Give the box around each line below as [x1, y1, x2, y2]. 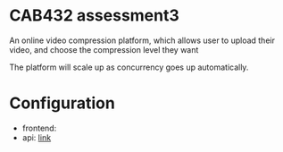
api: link [21, 131, 52, 143]
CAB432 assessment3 [9, 5, 180, 26]
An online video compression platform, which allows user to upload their [9, 35, 275, 46]
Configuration [9, 93, 116, 114]
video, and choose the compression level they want [9, 44, 199, 55]
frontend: [21, 122, 57, 133]
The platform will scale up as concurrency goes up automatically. [9, 62, 249, 72]
